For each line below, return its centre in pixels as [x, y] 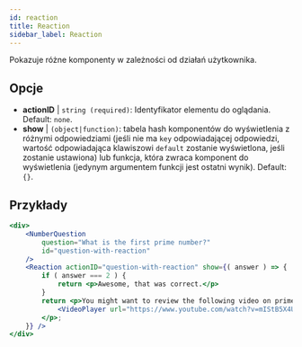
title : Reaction [40, 26]
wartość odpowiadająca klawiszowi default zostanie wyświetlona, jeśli [153, 148]
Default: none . [47, 120]
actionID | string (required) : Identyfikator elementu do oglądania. [147, 110]
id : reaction [34, 18]
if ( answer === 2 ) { [84, 276]
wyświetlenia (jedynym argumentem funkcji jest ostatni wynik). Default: [155, 167]
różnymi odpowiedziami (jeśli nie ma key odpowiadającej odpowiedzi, [151, 138]
